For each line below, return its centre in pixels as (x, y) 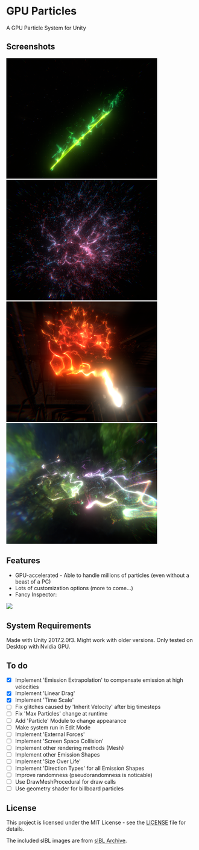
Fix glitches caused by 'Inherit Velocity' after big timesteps (88, 707)
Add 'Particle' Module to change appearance (71, 720)
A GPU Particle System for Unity (46, 28)
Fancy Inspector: (36, 594)
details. (15, 829)
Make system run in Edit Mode (53, 727)
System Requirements (49, 625)
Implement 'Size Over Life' (48, 761)
